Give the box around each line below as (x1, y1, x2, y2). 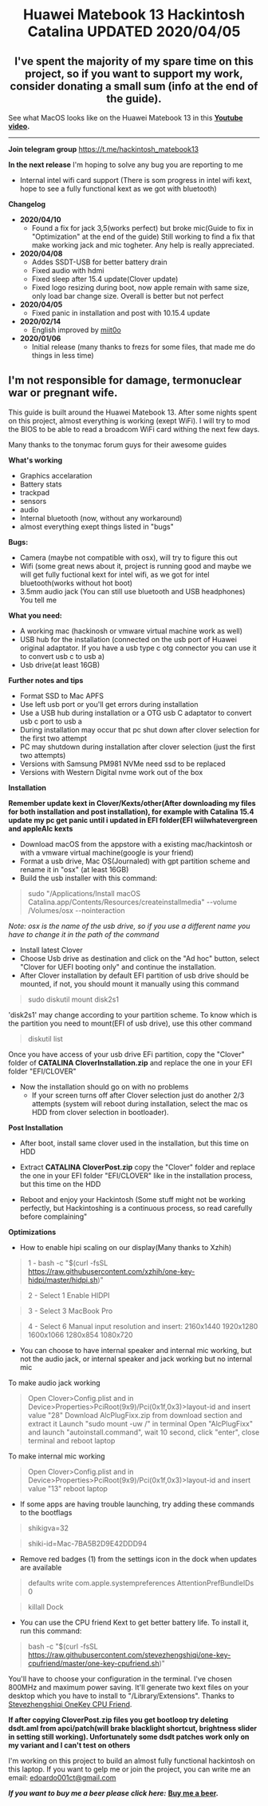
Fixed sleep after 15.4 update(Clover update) (31, 274, 179, 284)
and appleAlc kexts (8, 824, 73, 833)
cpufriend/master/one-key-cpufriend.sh (27, 1658, 160, 1668)
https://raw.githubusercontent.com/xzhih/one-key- (27, 1266, 195, 1276)
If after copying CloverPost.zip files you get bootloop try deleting (8, 1715, 229, 1725)
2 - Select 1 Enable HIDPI (27, 1290, 110, 1300)
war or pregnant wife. (8, 386, 118, 400)
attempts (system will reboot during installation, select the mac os (31, 1098, 249, 1108)
